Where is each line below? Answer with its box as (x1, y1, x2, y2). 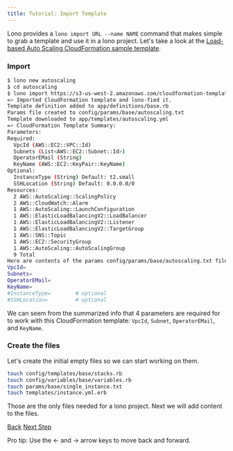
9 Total (13, 251, 36, 258)
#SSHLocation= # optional (7, 296, 107, 303)
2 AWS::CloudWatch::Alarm (13, 199, 89, 207)
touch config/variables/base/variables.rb (7, 376, 132, 384)
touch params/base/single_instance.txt (7, 383, 123, 390)
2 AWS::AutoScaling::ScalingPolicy (13, 193, 116, 200)
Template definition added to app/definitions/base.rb (7, 103, 169, 110)
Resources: (7, 187, 39, 194)
